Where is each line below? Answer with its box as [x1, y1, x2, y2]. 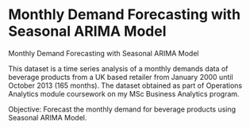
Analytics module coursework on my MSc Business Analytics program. [8, 89, 240, 98]
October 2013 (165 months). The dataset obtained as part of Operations [8, 81, 243, 90]
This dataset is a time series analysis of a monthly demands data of [8, 63, 229, 73]
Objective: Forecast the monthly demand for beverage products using [8, 104, 237, 114]
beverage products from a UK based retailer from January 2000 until [8, 72, 233, 82]
